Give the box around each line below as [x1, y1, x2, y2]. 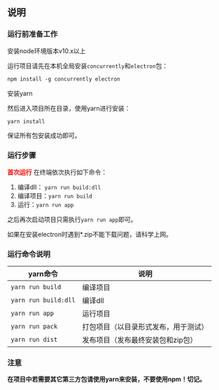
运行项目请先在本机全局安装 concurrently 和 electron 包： [7, 62, 169, 70]
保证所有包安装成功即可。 [7, 132, 81, 140]
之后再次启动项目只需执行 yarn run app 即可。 [7, 215, 137, 223]
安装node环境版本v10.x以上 [7, 46, 86, 55]
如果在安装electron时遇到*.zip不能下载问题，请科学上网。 [7, 230, 173, 238]
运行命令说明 [7, 249, 51, 259]
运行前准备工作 [7, 29, 58, 39]
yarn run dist [10, 335, 58, 344]
